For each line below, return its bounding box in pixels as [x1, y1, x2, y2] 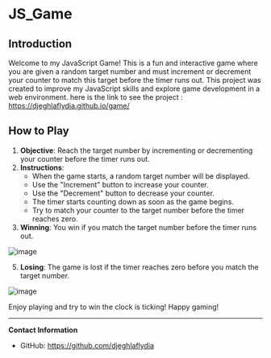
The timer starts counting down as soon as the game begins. [31, 196, 234, 206]
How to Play [8, 124, 70, 138]
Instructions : [19, 163, 65, 172]
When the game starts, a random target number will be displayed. [31, 171, 250, 181]
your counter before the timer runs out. [19, 154, 151, 163]
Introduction [8, 37, 73, 51]
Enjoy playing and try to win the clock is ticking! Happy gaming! [8, 302, 219, 311]
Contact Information [8, 325, 78, 335]
